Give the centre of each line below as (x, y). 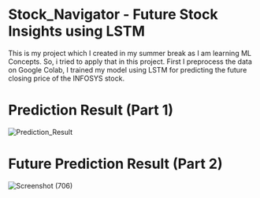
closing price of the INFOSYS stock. (66, 78)
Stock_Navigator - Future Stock (113, 15)
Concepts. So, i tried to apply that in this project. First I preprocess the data (130, 62)
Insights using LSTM (77, 31)
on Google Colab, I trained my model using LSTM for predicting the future (128, 69)
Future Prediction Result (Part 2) (115, 164)
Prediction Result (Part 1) (91, 110)
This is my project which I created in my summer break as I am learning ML (130, 53)
